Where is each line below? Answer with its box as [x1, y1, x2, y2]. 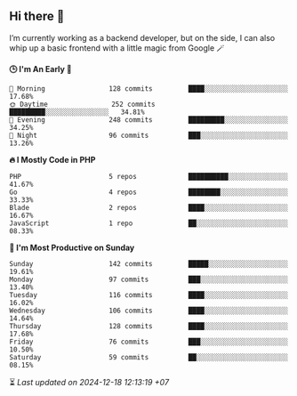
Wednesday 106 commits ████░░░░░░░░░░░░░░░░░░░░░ [9, 306, 289, 315]
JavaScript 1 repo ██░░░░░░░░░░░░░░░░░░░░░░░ [9, 219, 289, 228]
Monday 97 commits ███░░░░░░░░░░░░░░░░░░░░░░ [9, 275, 289, 284]
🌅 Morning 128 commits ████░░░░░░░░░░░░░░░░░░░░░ [9, 84, 289, 93]
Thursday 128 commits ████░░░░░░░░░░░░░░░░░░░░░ [9, 321, 289, 330]
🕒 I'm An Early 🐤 [9, 63, 73, 74]
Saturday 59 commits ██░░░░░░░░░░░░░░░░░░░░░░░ [9, 352, 289, 361]
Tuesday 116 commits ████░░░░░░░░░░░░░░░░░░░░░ [9, 290, 289, 299]
